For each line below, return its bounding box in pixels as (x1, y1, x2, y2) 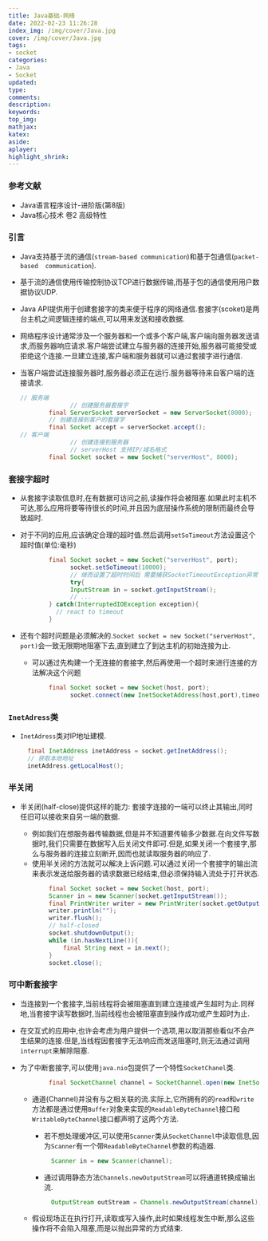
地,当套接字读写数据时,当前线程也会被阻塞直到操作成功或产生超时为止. (19, 1009, 250, 1018)
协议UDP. (26, 287, 58, 296)
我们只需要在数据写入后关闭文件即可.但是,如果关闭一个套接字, (47, 839, 250, 848)
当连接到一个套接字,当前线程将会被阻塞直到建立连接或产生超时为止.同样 (19, 998, 255, 1008)
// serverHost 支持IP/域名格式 (70, 445, 167, 453)
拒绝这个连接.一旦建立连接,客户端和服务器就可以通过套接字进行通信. (19, 350, 243, 360)
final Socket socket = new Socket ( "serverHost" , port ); (49, 556, 238, 564)
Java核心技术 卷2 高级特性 (19, 210, 108, 219)
